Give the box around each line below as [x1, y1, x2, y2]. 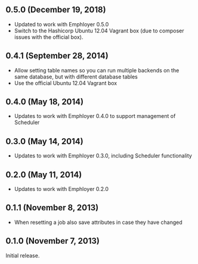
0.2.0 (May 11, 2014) [5, 169, 82, 180]
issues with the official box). [14, 33, 83, 41]
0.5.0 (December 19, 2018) [5, 5, 106, 15]
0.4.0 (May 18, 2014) [5, 97, 84, 107]
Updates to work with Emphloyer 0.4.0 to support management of [14, 113, 176, 120]
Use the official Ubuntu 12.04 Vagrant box [14, 79, 117, 86]
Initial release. [5, 251, 40, 259]
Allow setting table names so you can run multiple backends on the [14, 66, 180, 74]
